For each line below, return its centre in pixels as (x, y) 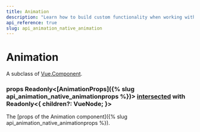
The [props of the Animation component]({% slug (67, 117)
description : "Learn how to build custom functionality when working (94, 17)
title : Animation (28, 12)
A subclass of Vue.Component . (44, 74)
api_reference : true (32, 22)
